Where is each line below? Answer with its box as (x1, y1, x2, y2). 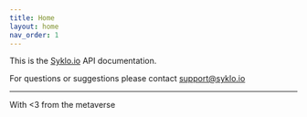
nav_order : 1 (9, 30, 59, 39)
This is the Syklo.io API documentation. (9, 56, 157, 67)
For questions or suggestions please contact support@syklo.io (9, 73, 246, 84)
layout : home (9, 22, 59, 31)
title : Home (9, 13, 55, 23)
